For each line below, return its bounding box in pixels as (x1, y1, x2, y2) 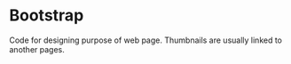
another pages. (9, 44, 65, 54)
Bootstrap (9, 5, 84, 26)
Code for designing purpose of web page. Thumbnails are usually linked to (9, 35, 282, 45)
